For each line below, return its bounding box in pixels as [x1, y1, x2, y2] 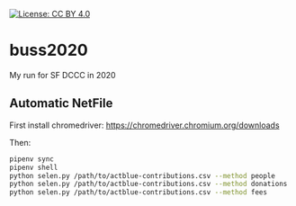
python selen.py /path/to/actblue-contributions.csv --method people [9, 171, 276, 180]
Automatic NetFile [9, 95, 113, 112]
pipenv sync [9, 154, 54, 164]
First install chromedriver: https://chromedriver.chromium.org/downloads [9, 120, 281, 130]
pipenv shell [9, 163, 58, 172]
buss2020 [9, 40, 88, 60]
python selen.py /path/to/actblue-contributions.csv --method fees [9, 188, 268, 197]
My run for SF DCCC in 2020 [9, 69, 116, 80]
